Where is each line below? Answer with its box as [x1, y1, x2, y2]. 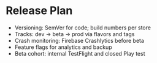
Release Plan [6, 4, 73, 18]
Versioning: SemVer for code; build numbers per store [14, 24, 151, 31]
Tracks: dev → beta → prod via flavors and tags [14, 30, 135, 37]
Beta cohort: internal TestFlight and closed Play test [14, 50, 145, 57]
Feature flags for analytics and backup [14, 43, 112, 51]
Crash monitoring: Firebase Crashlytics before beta [14, 37, 145, 44]
